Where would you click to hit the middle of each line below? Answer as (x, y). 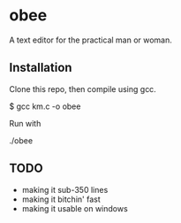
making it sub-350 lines (65, 189)
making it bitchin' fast (61, 199)
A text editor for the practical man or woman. (90, 40)
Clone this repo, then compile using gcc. (83, 88)
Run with (25, 123)
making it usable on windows (75, 208)
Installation (41, 68)
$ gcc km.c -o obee (45, 106)
